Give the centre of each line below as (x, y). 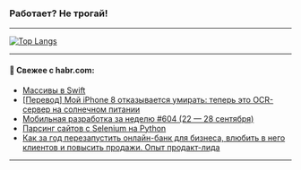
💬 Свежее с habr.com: (52, 70)
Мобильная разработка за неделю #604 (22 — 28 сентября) (138, 118)
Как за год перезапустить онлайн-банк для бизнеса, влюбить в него (154, 138)
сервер (36, 109)
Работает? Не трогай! (59, 13)
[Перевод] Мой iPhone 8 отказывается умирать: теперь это (136, 99)
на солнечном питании (96, 109)
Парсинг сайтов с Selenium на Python (94, 128)
